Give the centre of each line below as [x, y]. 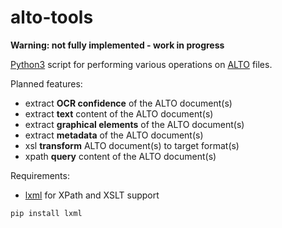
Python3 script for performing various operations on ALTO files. [141, 64]
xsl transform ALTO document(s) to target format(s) [132, 145]
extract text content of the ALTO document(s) [119, 113]
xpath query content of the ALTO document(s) [120, 156]
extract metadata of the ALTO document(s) [114, 135]
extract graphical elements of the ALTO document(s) [134, 124]
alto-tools [52, 17]
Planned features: [46, 83]
